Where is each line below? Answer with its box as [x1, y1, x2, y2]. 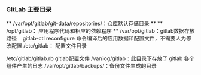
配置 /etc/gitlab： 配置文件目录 [11, 42, 87, 49]
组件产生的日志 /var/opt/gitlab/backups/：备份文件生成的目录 [6, 62, 157, 70]
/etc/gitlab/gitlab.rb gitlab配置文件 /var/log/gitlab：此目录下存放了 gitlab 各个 [6, 55, 195, 62]
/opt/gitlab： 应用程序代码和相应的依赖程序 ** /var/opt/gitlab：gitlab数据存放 [6, 27, 195, 35]
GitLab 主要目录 [6, 5, 52, 13]
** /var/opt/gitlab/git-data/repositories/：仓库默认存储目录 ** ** [6, 20, 163, 27]
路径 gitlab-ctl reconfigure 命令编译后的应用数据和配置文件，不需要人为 [6, 35, 187, 42]
